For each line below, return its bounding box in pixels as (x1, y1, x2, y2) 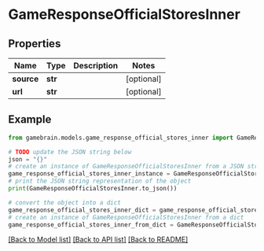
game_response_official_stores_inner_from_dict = (8, 220, 174, 229)
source (12, 73, 39, 84)
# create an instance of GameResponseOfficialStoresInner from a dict (8, 213, 244, 221)
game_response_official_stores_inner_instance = (8, 170, 170, 178)
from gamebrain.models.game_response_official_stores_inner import (8, 134, 234, 142)
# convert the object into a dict (8, 198, 122, 206)
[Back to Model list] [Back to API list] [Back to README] (8, 234, 189, 245)
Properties (8, 37, 61, 50)
